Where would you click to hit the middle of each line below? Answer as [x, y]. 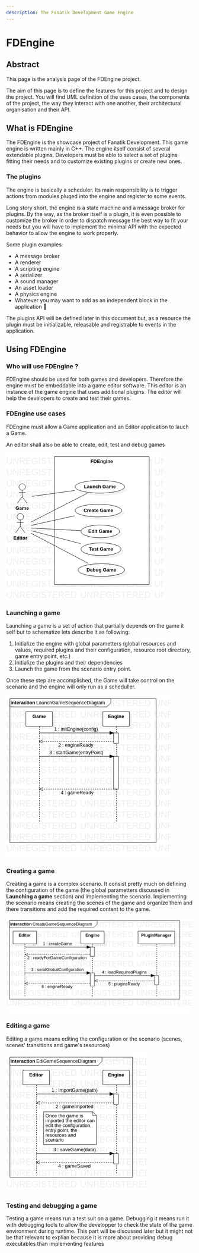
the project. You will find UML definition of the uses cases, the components [98, 97]
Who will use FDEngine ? [42, 366]
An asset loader [34, 287]
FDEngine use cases [36, 414]
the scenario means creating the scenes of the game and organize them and [99, 903]
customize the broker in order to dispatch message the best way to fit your [97, 220]
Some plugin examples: [35, 245]
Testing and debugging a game [52, 1205]
